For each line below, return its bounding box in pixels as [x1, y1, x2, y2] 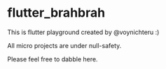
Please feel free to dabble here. [7, 54, 98, 63]
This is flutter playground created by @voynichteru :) [7, 28, 160, 36]
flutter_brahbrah [7, 5, 106, 21]
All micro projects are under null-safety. [7, 41, 122, 49]
